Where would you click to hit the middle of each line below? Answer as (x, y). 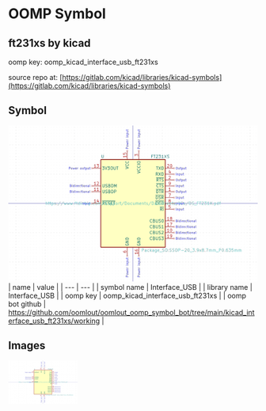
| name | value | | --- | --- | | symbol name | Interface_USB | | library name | (131, 287)
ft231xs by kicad (49, 43)
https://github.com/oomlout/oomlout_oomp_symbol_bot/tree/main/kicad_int (131, 312)
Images (27, 346)
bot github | (27, 304)
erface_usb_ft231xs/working (54, 321)
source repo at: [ (35, 77)
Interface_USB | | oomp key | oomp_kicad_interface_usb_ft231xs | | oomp (127, 295)
